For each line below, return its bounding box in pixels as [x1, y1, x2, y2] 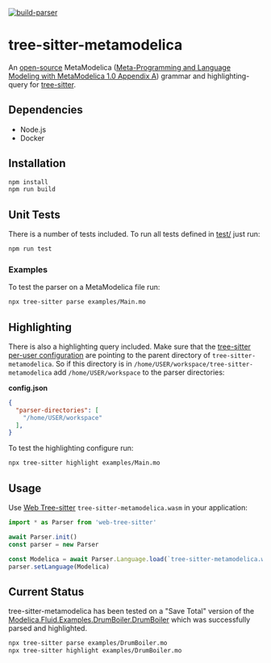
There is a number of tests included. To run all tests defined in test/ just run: [8, 229, 261, 239]
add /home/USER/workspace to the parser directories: [53, 367, 225, 377]
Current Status [8, 585, 85, 598]
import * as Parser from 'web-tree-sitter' [8, 518, 157, 527]
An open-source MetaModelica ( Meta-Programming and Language [8, 62, 231, 72]
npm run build [8, 186, 56, 194]
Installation [8, 157, 66, 170]
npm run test [8, 245, 52, 254]
